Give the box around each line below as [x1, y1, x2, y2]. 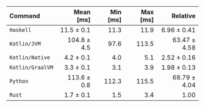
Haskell [9, 27, 32, 33]
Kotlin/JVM [9, 40, 41, 47]
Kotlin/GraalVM [9, 64, 54, 71]
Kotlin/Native [9, 54, 51, 61]
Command [9, 12, 41, 20]
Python [9, 78, 29, 84]
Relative [171, 12, 196, 20]
